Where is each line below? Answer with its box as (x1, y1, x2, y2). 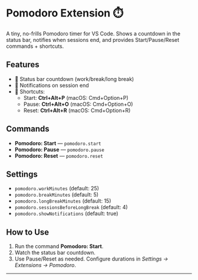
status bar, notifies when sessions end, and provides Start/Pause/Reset (6, 36, 180, 43)
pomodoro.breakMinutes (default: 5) (14, 191, 99, 198)
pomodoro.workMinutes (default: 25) (14, 185, 99, 192)
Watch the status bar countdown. (14, 249, 96, 256)
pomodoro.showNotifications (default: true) (14, 210, 119, 217)
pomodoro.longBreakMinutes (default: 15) (14, 197, 111, 204)
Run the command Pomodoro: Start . (14, 243, 104, 250)
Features (6, 60, 39, 70)
